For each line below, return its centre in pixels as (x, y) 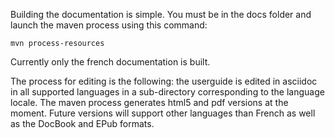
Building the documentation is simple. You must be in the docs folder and (161, 14)
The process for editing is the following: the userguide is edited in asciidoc (164, 81)
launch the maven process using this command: (109, 25)
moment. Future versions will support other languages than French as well (163, 113)
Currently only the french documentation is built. (110, 62)
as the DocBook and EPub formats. (82, 123)
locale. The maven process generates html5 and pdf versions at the (149, 102)
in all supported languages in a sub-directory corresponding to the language (167, 92)
